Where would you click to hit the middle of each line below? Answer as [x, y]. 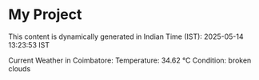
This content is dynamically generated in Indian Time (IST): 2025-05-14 [126, 36]
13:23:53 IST [29, 44]
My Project [45, 15]
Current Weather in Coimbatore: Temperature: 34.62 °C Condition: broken [130, 60]
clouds [20, 68]
